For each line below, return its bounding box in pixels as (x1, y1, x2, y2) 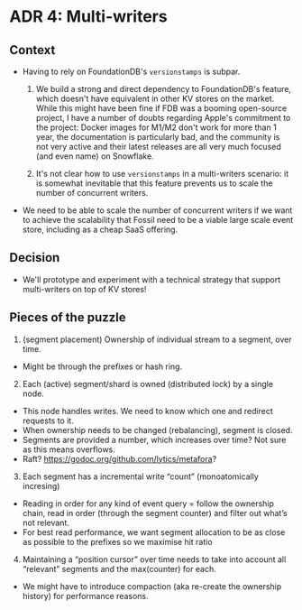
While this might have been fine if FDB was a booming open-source (35, 103, 288, 114)
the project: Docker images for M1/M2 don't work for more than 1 (35, 122, 277, 133)
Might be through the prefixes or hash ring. (22, 361, 183, 372)
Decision (9, 250, 60, 265)
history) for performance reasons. (22, 590, 149, 601)
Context (9, 42, 56, 58)
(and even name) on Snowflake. (35, 151, 155, 162)
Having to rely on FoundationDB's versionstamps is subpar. (22, 66, 241, 77)
